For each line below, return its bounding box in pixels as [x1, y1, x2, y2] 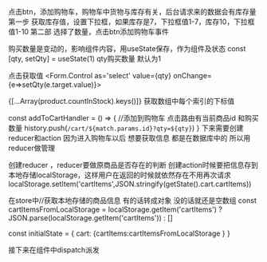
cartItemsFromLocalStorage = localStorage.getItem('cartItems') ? [8, 204, 223, 214]
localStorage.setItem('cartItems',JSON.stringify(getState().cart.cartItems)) [8, 179, 252, 189]
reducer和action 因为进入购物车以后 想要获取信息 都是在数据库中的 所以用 [8, 133, 251, 142]
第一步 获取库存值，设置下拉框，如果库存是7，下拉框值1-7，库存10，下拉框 [8, 17, 255, 26]
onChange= [173, 71, 213, 80]
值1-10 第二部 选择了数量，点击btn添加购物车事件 [8, 27, 169, 36]
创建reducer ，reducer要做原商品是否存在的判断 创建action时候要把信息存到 [8, 161, 259, 169]
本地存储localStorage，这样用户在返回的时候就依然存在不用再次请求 [8, 170, 231, 180]
